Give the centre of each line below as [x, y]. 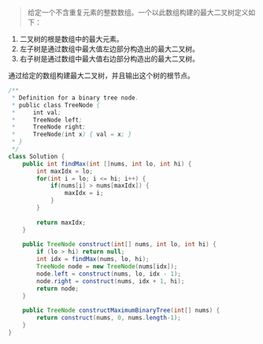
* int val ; [36, 112]
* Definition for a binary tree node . [75, 98]
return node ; [58, 288]
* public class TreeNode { [56, 105]
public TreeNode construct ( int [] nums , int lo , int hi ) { [119, 245]
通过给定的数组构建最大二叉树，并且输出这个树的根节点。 [101, 75]
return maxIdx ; [61, 222]
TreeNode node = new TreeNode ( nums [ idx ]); [107, 267]
